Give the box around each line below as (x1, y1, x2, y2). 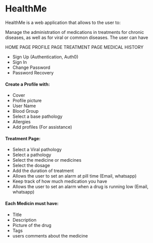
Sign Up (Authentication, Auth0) (12, 53, 78, 60)
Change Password (12, 64, 50, 70)
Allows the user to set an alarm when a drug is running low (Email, (12, 184, 148, 190)
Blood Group (12, 108, 39, 114)
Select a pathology (12, 152, 51, 158)
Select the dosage (12, 163, 50, 169)
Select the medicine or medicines (12, 157, 81, 163)
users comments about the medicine (12, 233, 88, 239)
